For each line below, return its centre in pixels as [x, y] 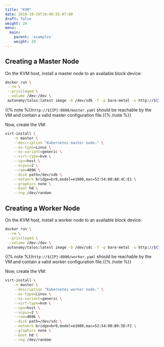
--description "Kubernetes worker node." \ [59, 290]
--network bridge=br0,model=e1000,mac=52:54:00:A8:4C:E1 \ [75, 179]
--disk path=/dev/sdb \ [38, 175]
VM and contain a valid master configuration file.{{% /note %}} [68, 115]
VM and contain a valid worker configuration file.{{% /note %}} [68, 262]
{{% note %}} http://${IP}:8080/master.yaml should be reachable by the [78, 110]
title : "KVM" [18, 10]
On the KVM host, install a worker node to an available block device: [74, 220]
